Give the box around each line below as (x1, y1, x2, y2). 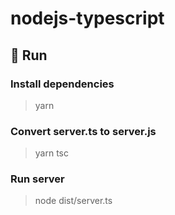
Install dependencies (10, 77, 115, 91)
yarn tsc (34, 147, 69, 159)
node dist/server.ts (34, 195, 113, 207)
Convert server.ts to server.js (10, 124, 157, 138)
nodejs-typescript (10, 7, 165, 30)
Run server (10, 172, 65, 186)
